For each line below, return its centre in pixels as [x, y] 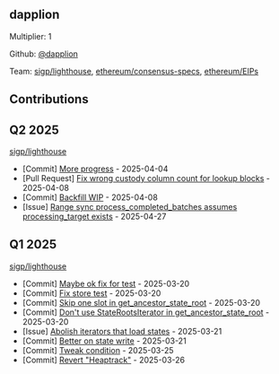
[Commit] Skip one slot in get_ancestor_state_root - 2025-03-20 [141, 302]
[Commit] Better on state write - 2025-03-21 [104, 341]
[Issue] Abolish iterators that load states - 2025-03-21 [122, 331]
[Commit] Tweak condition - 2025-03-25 [98, 350]
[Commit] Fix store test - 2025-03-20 [92, 293]
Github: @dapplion [44, 54]
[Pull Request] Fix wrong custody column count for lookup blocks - [146, 178]
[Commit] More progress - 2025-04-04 [95, 169]
